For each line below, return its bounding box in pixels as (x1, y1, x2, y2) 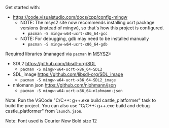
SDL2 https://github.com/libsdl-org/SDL (12, 61, 96, 66)
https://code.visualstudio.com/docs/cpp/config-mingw (12, 14, 128, 20)
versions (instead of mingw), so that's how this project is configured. (20, 25, 164, 31)
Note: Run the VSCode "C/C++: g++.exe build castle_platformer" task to (5, 97, 156, 103)
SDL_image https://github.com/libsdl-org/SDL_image (12, 71, 123, 77)
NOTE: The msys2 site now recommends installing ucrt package (20, 20, 155, 25)
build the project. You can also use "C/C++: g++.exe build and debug (5, 103, 150, 108)
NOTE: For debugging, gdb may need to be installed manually (20, 35, 149, 41)
